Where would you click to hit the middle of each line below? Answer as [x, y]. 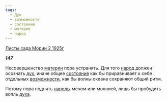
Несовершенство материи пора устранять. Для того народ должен [79, 68]
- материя [20, 29]
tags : [11, 10]
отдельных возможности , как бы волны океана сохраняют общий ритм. [84, 79]
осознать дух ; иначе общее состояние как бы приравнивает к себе [79, 73]
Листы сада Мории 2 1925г [35, 48]
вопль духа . [18, 94]
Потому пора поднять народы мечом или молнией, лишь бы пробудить [83, 89]
